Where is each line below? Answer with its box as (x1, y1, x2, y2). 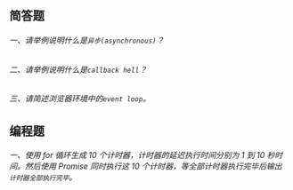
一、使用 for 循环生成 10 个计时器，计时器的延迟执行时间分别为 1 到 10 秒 (9, 150, 275, 161)
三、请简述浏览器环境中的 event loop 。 (9, 93, 151, 104)
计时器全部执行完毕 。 (9, 172, 77, 183)
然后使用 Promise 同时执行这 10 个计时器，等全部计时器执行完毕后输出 (24, 161, 282, 171)
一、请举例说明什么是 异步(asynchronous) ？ (9, 35, 165, 45)
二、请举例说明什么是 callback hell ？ (9, 64, 148, 75)
